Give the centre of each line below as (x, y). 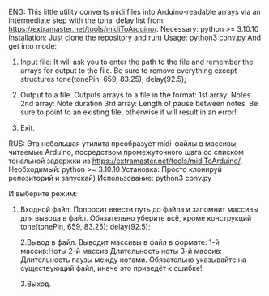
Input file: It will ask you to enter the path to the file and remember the (137, 62)
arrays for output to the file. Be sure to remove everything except (128, 71)
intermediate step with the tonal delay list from (86, 20)
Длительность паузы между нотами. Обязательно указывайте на (133, 260)
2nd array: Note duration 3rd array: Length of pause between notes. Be (139, 103)
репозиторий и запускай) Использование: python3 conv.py (110, 178)
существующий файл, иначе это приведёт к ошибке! (111, 268)
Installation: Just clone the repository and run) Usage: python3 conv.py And (135, 37)
